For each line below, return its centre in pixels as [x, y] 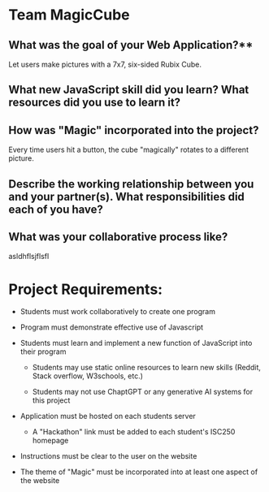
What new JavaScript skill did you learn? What [129, 90]
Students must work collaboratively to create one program [117, 312]
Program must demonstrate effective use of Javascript [112, 327]
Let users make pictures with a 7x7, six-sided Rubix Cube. [105, 64]
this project [51, 400]
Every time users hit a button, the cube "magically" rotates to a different [129, 150]
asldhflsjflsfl [29, 257]
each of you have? [56, 209]
